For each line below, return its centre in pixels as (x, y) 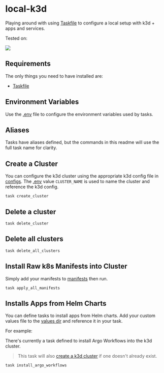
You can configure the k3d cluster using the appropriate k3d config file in (82, 176)
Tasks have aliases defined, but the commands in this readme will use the (82, 142)
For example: (19, 331)
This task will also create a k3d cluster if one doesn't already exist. (87, 356)
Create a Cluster (32, 164)
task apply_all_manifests (32, 288)
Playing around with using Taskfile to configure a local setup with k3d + (80, 23)
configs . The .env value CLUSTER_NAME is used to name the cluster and (77, 182)
